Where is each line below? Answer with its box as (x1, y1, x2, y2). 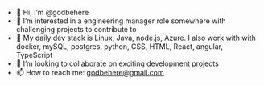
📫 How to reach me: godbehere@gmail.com (15, 68, 164, 77)
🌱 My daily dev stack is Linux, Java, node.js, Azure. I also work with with (15, 33, 256, 42)
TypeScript (15, 51, 53, 59)
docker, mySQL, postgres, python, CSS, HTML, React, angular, (15, 42, 224, 51)
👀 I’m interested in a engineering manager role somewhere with (15, 16, 227, 26)
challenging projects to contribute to (15, 25, 137, 34)
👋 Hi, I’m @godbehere (15, 8, 89, 17)
